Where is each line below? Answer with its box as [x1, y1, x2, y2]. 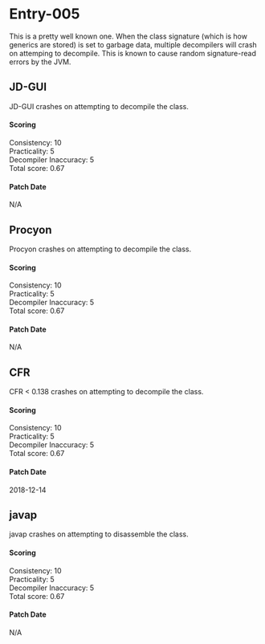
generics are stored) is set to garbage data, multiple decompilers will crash [9, 39, 258, 49]
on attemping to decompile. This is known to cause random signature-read [9, 48, 256, 58]
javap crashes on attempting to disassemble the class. [9, 529, 190, 539]
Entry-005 [9, 5, 80, 23]
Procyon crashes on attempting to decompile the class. [9, 244, 192, 254]
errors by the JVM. [9, 57, 71, 67]
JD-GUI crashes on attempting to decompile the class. [9, 101, 190, 111]
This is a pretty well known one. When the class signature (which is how [9, 31, 248, 41]
